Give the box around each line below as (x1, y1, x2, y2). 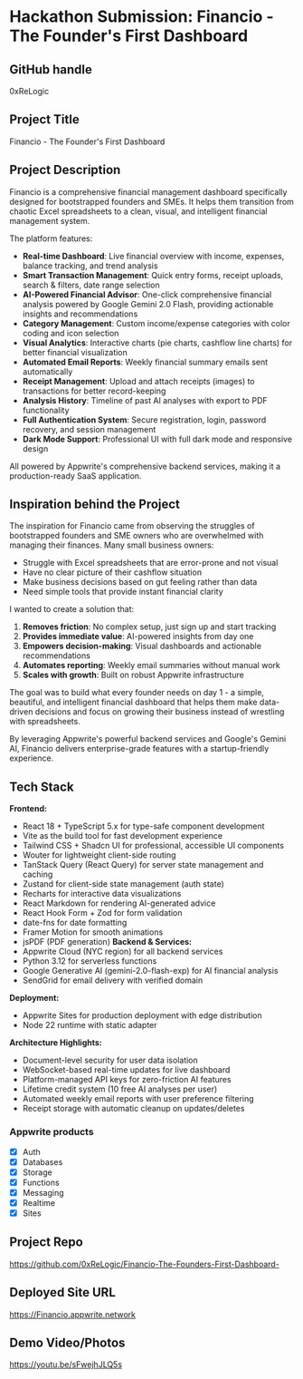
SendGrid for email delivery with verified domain (22, 975, 204, 986)
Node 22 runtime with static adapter (22, 1020, 157, 1031)
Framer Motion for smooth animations (22, 927, 164, 937)
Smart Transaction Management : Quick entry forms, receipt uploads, (22, 269, 284, 280)
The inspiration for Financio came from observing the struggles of (9, 520, 255, 531)
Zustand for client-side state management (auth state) (22, 879, 224, 889)
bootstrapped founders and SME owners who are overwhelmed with (9, 530, 264, 541)
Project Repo (9, 1235, 83, 1250)
